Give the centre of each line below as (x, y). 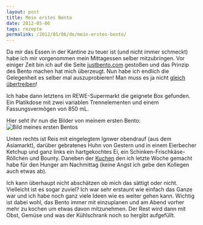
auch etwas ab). (27, 171)
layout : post (23, 12)
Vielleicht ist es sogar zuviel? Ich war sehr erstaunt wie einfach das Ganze (100, 190)
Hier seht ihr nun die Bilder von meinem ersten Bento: (73, 121)
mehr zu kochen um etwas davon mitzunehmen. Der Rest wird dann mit (96, 209)
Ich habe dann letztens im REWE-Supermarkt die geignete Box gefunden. (98, 96)
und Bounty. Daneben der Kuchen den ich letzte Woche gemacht (111, 158)
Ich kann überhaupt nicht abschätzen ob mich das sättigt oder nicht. (92, 183)
